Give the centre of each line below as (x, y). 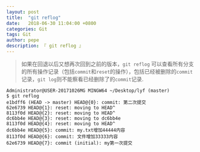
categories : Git (27, 29)
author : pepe (23, 40)
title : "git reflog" (34, 18)
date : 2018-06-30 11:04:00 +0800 (51, 23)
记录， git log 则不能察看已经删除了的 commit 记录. (82, 79)
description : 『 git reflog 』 (45, 46)
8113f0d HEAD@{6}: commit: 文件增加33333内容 (62, 136)
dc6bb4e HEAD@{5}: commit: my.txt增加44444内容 (66, 130)
